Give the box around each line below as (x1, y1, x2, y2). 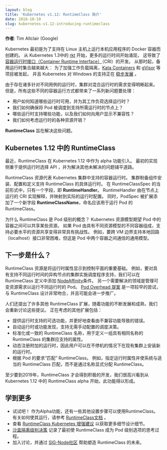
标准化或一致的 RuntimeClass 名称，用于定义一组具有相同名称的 (12, 330, 143, 336)
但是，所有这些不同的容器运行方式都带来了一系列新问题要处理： (5, 88, 136, 94)
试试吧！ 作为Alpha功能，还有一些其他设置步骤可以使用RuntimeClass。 (12, 408, 158, 414)
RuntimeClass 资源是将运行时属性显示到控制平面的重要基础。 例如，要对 (5, 265, 154, 271)
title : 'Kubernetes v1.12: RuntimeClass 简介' (5, 12, 102, 17)
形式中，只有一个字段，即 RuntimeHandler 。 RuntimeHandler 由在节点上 (9, 187, 159, 193)
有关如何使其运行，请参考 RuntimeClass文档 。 (12, 414, 108, 420)
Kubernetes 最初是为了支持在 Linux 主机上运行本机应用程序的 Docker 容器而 (5, 46, 161, 52)
